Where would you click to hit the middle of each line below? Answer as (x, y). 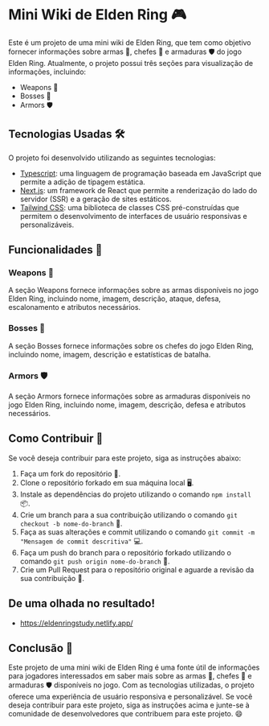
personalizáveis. (47, 225)
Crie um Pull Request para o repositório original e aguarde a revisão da (137, 569)
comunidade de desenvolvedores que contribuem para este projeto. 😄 (126, 714)
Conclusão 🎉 (41, 648)
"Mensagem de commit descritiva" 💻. (82, 541)
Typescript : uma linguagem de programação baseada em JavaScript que (141, 173)
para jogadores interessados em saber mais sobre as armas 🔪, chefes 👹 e (130, 676)
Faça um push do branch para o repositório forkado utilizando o (125, 552)
